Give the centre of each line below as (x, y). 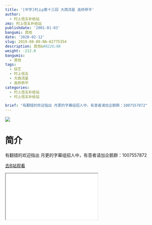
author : (13, 14)
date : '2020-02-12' (25, 37)
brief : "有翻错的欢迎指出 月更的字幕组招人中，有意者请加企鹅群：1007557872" (76, 106)
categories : (17, 87)
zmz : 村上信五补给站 (24, 23)
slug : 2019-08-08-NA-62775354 (36, 42)
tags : (11, 64)
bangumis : (15, 55)
